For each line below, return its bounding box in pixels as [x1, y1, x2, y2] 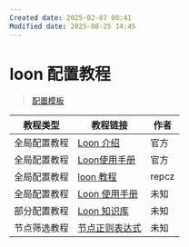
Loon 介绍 [77, 137, 121, 150]
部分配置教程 [14, 205, 70, 218]
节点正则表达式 [77, 222, 143, 234]
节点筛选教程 [14, 222, 70, 234]
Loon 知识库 [77, 205, 130, 218]
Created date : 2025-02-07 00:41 [9, 13, 132, 23]
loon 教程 [77, 171, 117, 183]
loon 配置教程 [9, 64, 111, 84]
